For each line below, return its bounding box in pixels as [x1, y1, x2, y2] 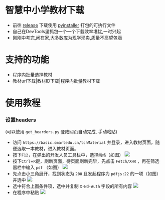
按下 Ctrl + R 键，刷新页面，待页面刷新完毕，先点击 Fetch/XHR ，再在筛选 [12, 158, 159, 164]
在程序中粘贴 [12, 189, 39, 195]
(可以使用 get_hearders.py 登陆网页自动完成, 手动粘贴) [5, 129, 118, 135]
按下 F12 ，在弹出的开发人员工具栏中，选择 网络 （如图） [12, 152, 124, 158]
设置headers [5, 116, 37, 123]
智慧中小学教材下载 [5, 5, 85, 16]
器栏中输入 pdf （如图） [12, 164, 62, 170]
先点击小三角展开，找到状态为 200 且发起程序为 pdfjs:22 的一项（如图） [12, 171, 161, 177]
